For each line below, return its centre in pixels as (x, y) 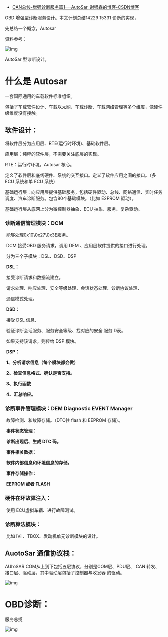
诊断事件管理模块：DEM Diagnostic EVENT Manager (69, 408)
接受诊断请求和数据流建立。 (35, 278)
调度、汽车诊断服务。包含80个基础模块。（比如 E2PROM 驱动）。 (71, 198)
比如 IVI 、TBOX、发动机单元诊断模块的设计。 (53, 536)
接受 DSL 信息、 (23, 320)
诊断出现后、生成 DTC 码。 (34, 442)
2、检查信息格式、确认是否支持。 (40, 373)
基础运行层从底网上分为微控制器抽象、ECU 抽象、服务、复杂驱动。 (74, 209)
